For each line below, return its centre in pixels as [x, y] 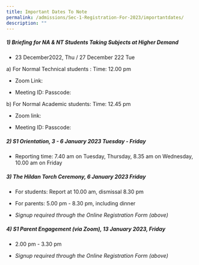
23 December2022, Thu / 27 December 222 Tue [75, 57]
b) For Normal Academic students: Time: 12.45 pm [69, 104]
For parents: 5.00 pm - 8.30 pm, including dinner [75, 204]
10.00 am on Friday [38, 163]
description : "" [26, 23]
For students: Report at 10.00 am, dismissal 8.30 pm [79, 192]
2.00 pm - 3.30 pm [38, 244]
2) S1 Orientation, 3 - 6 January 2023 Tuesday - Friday [76, 141]
